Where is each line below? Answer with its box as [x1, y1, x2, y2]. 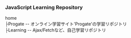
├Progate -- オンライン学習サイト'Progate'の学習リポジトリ [5, 21, 127, 27]
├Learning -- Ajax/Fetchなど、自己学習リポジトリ [5, 27, 106, 33]
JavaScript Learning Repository [5, 4, 83, 11]
